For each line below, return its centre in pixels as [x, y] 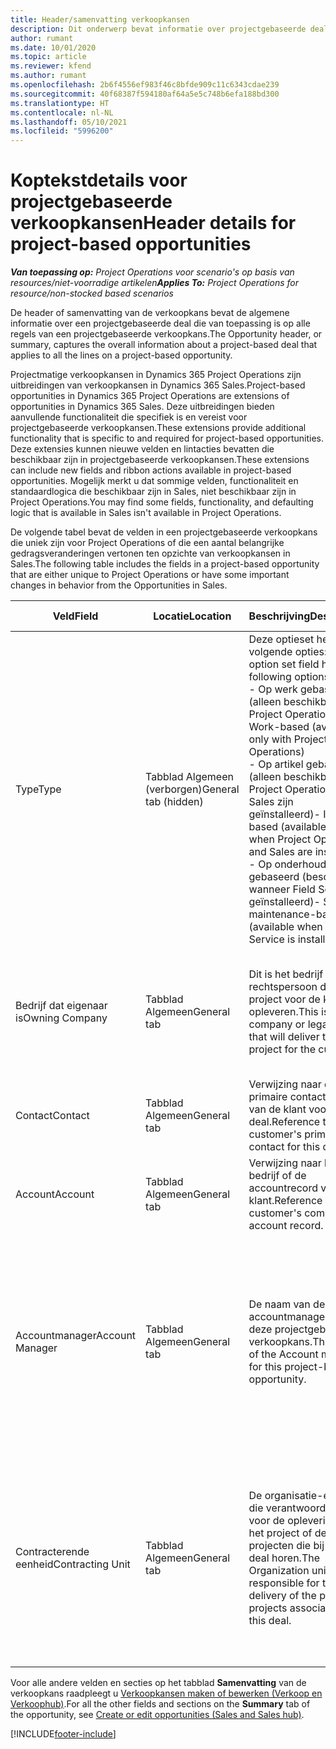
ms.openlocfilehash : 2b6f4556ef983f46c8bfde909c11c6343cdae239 [145, 85]
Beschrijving [279, 616]
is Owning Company [61, 1018]
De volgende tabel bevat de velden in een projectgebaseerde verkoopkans [164, 532]
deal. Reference [284, 1122]
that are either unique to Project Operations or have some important [150, 575]
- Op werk [273, 689]
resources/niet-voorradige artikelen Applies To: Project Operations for [154, 283]
